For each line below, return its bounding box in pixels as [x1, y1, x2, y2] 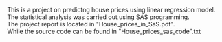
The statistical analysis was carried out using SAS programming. [7, 13, 190, 21]
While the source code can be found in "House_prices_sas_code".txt [7, 27, 201, 35]
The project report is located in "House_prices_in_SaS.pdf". [7, 20, 175, 28]
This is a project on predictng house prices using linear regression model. [7, 6, 216, 14]
